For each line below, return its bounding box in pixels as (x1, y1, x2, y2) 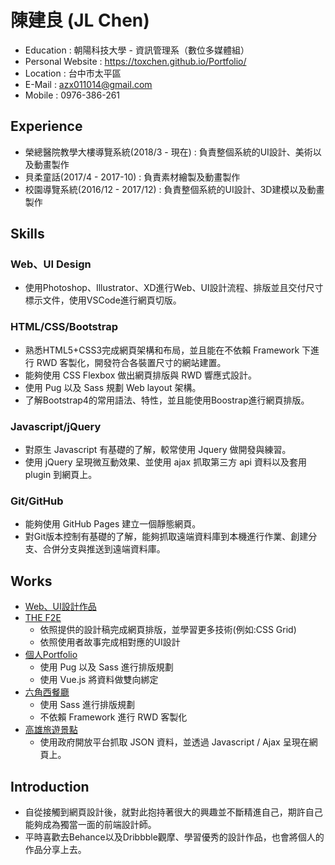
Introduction (10, 778, 90, 795)
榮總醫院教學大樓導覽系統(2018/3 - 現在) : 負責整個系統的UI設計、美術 (24, 146, 313, 158)
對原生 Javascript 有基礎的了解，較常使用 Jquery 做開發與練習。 (24, 444, 292, 456)
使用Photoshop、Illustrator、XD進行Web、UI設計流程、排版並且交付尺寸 (24, 282, 324, 294)
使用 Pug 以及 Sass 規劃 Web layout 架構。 (24, 381, 202, 393)
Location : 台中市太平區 (24, 67, 122, 79)
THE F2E (24, 612, 62, 624)
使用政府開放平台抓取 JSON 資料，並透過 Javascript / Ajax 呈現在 (39, 736, 310, 748)
